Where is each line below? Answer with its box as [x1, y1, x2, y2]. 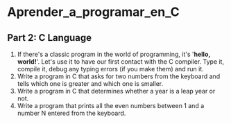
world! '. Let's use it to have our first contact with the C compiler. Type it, [17, 57, 224, 66]
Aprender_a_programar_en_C [7, 4, 180, 20]
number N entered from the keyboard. [17, 109, 126, 117]
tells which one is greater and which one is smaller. [17, 80, 164, 87]
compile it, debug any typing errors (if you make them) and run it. [17, 65, 204, 73]
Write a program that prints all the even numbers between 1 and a [17, 102, 205, 109]
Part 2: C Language [7, 32, 92, 44]
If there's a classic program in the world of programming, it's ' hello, [17, 50, 210, 58]
